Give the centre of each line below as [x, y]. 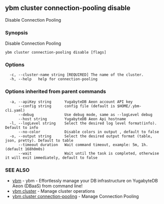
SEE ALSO [17, 170]
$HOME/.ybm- [129, 106]
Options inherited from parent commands [56, 91]
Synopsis [16, 32]
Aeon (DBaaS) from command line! [47, 186]
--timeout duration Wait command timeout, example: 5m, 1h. [83, 145]
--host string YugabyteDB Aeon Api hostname [72, 119]
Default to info [22, 127]
